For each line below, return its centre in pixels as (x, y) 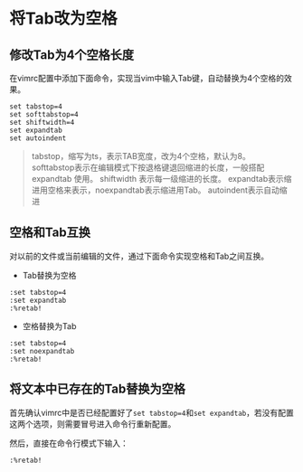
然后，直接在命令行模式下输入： (69, 443)
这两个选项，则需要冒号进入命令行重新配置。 (93, 424)
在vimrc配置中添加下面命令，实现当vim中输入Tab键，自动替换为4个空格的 (147, 78)
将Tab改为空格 (63, 19)
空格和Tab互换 (50, 233)
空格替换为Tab (49, 326)
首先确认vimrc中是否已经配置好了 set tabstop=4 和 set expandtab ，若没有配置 (151, 412)
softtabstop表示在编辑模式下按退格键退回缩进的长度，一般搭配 (148, 167)
